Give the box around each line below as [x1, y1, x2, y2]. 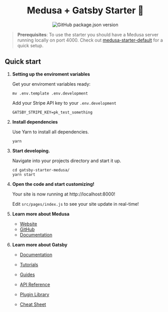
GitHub [19, 226, 35, 232]
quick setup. [17, 42, 44, 48]
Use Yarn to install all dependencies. [12, 128, 89, 135]
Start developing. [12, 147, 51, 153]
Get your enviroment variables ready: [12, 81, 91, 87]
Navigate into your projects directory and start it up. [12, 158, 122, 164]
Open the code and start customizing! [12, 181, 95, 187]
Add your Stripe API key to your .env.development [12, 100, 117, 106]
